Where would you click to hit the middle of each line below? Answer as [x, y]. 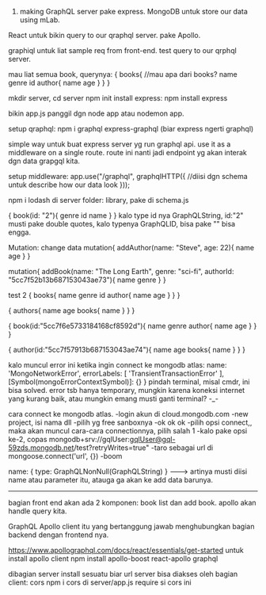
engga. [20, 232]
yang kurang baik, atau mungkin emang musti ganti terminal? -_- [114, 399]
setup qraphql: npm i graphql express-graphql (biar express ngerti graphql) [131, 129]
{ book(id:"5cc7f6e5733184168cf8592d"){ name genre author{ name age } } [133, 326]
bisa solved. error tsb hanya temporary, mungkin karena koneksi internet [127, 390]
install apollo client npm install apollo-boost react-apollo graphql [113, 559]
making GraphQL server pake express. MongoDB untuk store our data [133, 11]
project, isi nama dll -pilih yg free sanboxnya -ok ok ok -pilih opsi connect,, [130, 422]
